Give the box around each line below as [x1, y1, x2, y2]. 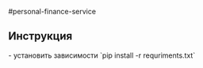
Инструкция [8, 29, 73, 43]
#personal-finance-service [8, 7, 97, 16]
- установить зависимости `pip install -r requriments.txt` [8, 51, 196, 60]
